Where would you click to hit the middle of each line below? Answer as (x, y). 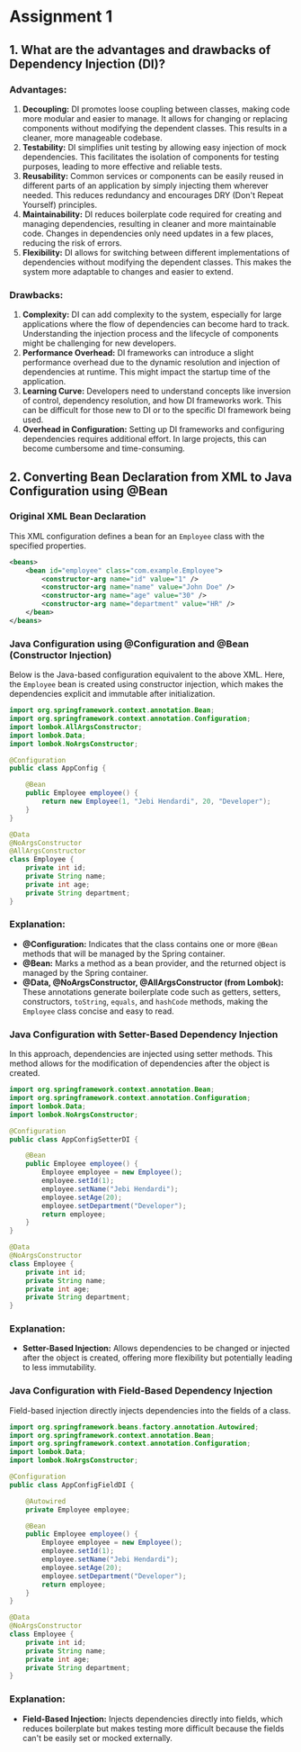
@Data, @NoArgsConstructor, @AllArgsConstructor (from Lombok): (153, 982)
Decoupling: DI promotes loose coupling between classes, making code (156, 109)
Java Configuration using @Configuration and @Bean (129, 644)
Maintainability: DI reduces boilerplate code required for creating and (152, 214)
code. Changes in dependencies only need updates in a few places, (148, 233)
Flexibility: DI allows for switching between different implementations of (156, 252)
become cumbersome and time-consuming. (104, 448)
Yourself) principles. (59, 204)
